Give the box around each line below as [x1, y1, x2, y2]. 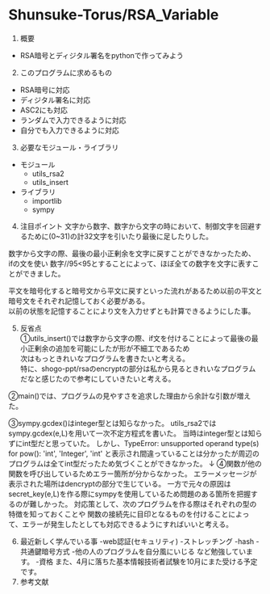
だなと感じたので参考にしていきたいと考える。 [19, 373, 176, 383]
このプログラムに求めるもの [19, 67, 113, 78]
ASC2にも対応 [19, 105, 69, 115]
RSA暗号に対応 [19, 85, 70, 95]
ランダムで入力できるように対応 [19, 115, 127, 124]
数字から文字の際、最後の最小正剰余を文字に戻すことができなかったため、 [8, 248, 255, 258]
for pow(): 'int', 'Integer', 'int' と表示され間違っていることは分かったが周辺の [8, 449, 260, 458]
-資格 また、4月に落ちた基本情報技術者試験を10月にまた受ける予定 [35, 556, 258, 567]
